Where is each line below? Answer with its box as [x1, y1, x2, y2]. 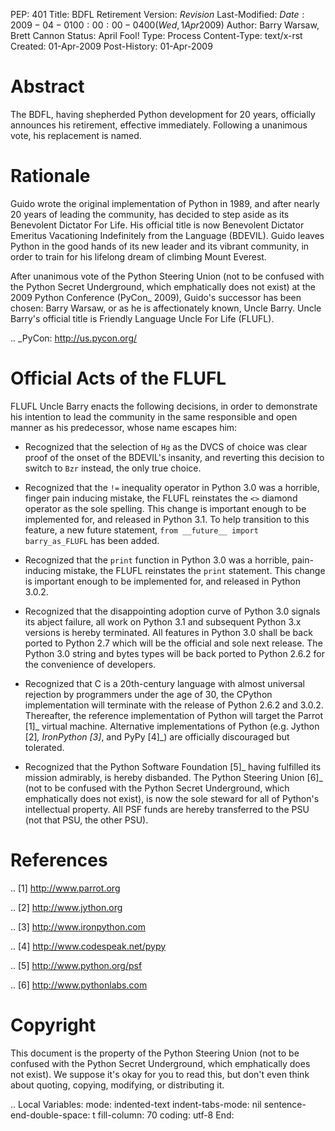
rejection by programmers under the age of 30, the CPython [24, 688, 273, 700]
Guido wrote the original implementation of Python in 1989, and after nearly [10, 197, 320, 209]
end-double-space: [10, 1109, 91, 1121]
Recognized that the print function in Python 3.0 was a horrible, [24, 554, 290, 566]
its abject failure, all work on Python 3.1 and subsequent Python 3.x [24, 615, 302, 628]
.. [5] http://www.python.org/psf [10, 959, 143, 971]
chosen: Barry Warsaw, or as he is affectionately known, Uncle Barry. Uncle [10, 302, 322, 314]
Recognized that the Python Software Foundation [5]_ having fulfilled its [24, 760, 322, 773]
